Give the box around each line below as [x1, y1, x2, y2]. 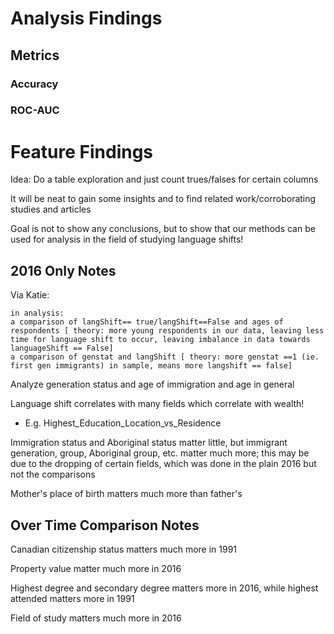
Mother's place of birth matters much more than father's [10, 488, 243, 500]
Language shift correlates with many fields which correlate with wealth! [10, 398, 305, 410]
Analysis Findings [10, 7, 163, 30]
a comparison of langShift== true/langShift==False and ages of [10, 317, 284, 327]
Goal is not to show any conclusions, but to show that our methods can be [10, 223, 316, 235]
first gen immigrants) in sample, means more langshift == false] [10, 361, 293, 371]
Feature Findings [10, 140, 154, 163]
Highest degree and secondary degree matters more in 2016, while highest [10, 582, 319, 594]
